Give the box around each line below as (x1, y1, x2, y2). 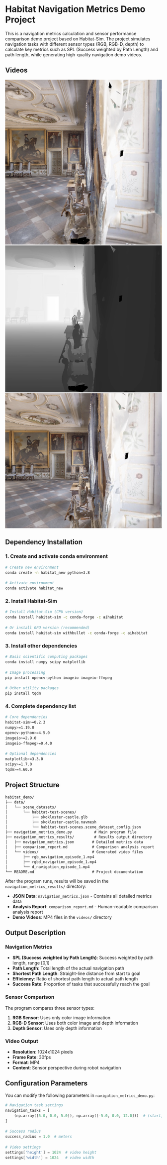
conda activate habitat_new (5, 586, 64, 591)
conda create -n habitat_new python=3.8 (5, 570, 90, 575)
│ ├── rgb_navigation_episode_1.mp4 (5, 854, 94, 859)
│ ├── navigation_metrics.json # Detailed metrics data (5, 840, 143, 845)
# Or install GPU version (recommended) (5, 626, 90, 631)
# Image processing (5, 670, 46, 675)
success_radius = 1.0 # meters (5, 1134, 72, 1139)
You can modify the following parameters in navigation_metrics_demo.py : (5, 1092, 155, 1098)
